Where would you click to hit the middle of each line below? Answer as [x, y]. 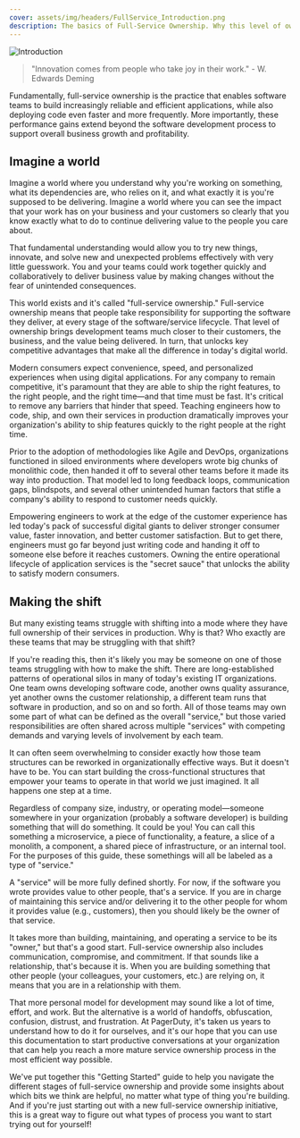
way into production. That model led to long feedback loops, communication [150, 480]
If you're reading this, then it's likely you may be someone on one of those [146, 660]
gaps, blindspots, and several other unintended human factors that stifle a [145, 490]
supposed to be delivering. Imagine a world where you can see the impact [146, 202]
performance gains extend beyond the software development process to [143, 124]
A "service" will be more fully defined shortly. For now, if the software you [145, 882]
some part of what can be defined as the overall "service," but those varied [147, 717]
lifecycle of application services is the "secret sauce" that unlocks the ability [150, 564]
